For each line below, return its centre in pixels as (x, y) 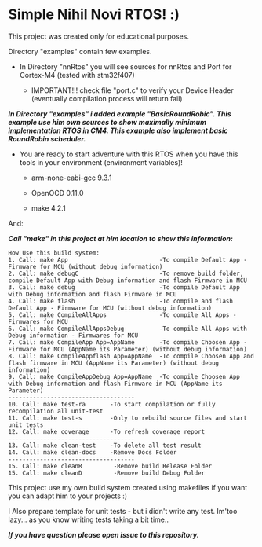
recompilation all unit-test (56, 411)
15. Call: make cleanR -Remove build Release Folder (110, 466)
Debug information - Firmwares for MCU (73, 336)
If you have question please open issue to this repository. (104, 534)
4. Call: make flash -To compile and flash (121, 301)
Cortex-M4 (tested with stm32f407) (77, 75)
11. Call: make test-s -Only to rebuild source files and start (127, 418)
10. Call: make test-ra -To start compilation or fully (112, 404)
